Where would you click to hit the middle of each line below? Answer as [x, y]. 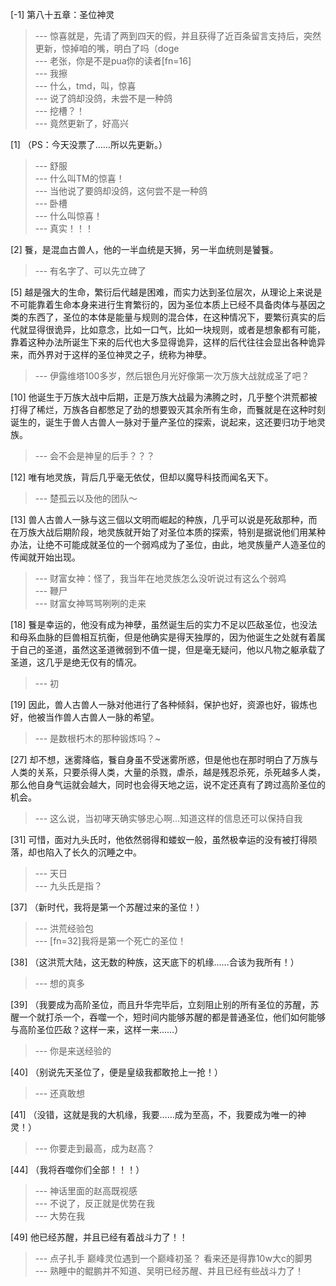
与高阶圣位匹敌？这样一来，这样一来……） [97, 1029]
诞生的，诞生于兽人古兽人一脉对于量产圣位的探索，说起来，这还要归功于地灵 [168, 422]
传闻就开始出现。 [45, 557]
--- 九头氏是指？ [68, 886]
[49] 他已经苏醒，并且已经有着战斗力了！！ [99, 1237]
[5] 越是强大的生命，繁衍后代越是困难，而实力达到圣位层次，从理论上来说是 [166, 292]
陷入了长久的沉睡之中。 [93, 852]
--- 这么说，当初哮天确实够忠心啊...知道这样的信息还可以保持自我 [168, 818]
